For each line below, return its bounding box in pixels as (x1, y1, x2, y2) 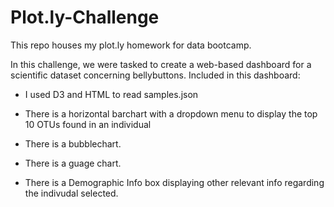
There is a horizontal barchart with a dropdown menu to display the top (24, 107, 318, 120)
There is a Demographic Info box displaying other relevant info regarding (24, 176, 325, 188)
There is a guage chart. (24, 157, 122, 169)
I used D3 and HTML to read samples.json (24, 88, 199, 100)
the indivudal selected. (24, 187, 119, 199)
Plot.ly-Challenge (10, 6, 160, 29)
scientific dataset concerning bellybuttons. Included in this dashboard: (10, 69, 301, 81)
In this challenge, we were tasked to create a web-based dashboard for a (10, 58, 312, 70)
